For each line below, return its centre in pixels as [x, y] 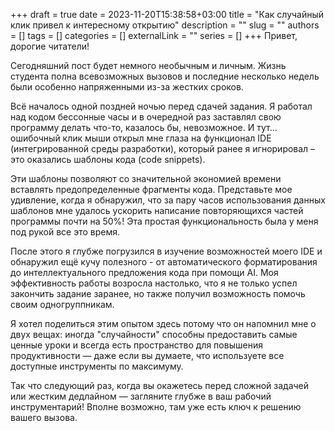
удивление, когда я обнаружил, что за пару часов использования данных [168, 200]
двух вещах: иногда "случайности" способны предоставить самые [154, 334]
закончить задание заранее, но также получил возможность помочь [158, 293]
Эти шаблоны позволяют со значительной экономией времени [146, 178]
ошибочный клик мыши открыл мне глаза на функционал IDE [141, 138]
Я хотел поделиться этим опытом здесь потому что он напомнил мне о [163, 323]
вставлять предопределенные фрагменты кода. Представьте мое [151, 189]
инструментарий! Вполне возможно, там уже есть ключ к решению [156, 407]
